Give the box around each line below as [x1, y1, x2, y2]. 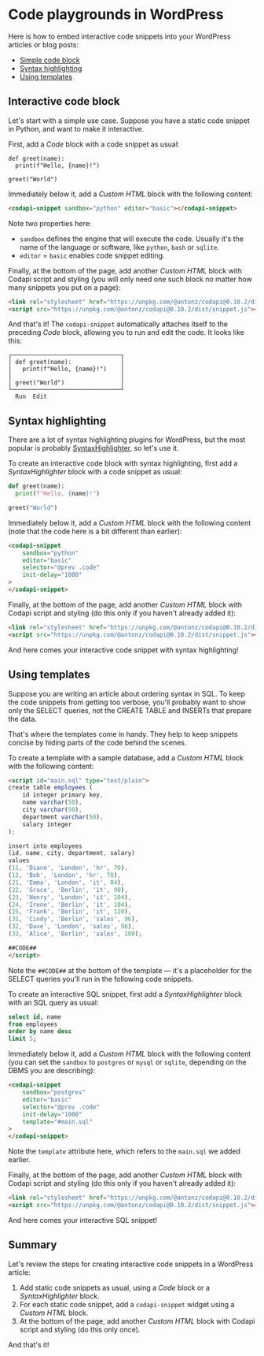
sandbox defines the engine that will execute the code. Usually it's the [19, 234, 244, 243]
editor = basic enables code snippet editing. [19, 251, 165, 260]
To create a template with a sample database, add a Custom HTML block [8, 752, 244, 762]
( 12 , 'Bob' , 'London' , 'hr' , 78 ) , [8, 871, 122, 879]
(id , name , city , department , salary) [8, 849, 135, 857]
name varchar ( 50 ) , [22, 798, 82, 807]
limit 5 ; [8, 1035, 37, 1043]
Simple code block [19, 55, 80, 65]
